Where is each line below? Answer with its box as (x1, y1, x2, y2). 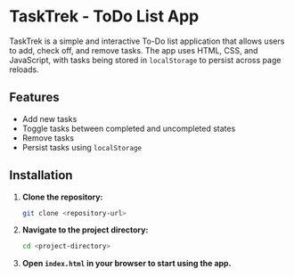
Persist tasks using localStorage (21, 142, 143, 152)
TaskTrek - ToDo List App (9, 6, 200, 27)
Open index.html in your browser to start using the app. (21, 258, 232, 269)
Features (9, 90, 60, 105)
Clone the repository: (21, 191, 103, 202)
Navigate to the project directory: (21, 224, 149, 235)
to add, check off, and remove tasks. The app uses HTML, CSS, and (9, 45, 258, 55)
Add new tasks (21, 113, 78, 124)
